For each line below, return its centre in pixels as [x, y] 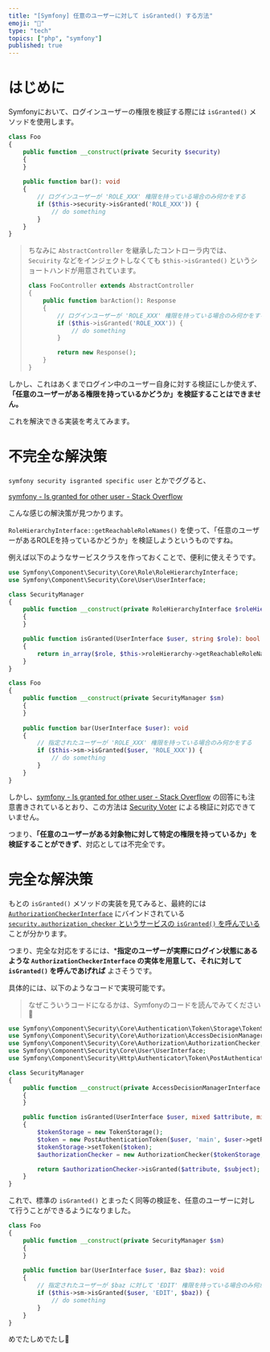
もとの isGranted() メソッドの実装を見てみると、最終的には [107, 903]
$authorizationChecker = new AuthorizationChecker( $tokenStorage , [151, 1154]
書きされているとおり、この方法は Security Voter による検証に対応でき [132, 807]
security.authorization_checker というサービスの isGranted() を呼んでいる [134, 923]
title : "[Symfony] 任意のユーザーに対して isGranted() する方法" [110, 16]
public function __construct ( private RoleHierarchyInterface [127, 609]
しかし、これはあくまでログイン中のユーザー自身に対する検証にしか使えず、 [135, 383]
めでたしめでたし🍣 [39, 1339]
